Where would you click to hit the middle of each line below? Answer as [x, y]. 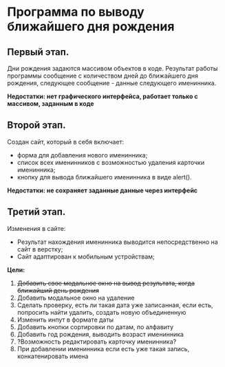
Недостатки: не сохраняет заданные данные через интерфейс [103, 190]
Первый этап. [38, 52]
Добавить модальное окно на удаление [76, 298]
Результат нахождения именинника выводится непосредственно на [117, 242]
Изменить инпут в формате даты [65, 320]
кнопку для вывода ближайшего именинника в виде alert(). [105, 177]
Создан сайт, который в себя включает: [66, 142]
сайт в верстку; [40, 249]
